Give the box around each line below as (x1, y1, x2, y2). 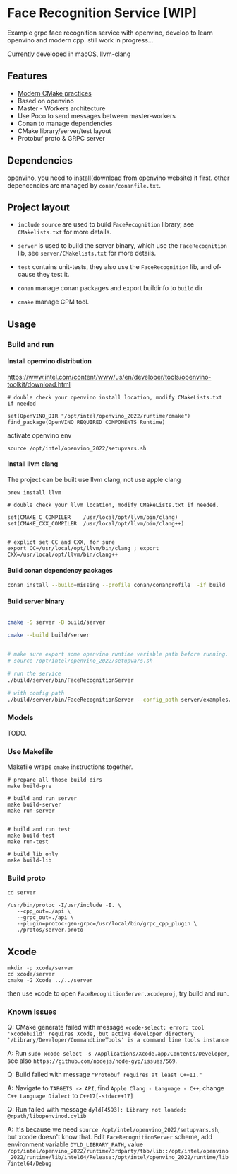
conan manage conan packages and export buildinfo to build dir (17, 284, 203, 292)
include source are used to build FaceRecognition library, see (17, 220, 195, 229)
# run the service (7, 670, 61, 677)
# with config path (7, 689, 65, 697)
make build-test (7, 832, 55, 839)
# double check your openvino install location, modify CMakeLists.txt (7, 394, 222, 401)
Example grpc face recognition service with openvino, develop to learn (7, 28, 213, 37)
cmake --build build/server (7, 632, 90, 639)
